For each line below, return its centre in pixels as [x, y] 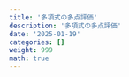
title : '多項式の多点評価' [53, 17]
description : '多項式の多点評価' [65, 26]
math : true [29, 58]
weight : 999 [31, 50]
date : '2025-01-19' [45, 34]
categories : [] [37, 42]
